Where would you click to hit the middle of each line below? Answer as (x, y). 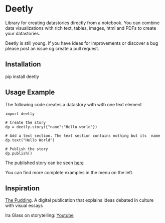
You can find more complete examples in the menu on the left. (69, 172)
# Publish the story (27, 149)
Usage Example (30, 92)
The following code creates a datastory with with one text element (73, 104)
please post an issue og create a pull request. (52, 48)
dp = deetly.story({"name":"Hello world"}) (51, 127)
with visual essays (24, 206)
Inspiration (23, 188)
